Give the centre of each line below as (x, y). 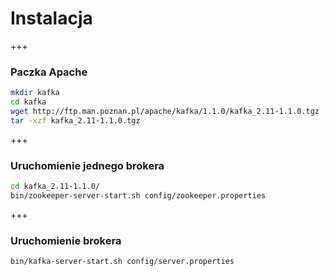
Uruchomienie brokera (66, 240)
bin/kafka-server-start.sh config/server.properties (122, 262)
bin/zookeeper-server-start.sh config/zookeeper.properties (138, 195)
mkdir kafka (35, 93)
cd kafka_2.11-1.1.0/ (55, 187)
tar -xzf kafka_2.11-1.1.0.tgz (75, 120)
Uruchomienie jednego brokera (87, 165)
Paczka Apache (49, 72)
